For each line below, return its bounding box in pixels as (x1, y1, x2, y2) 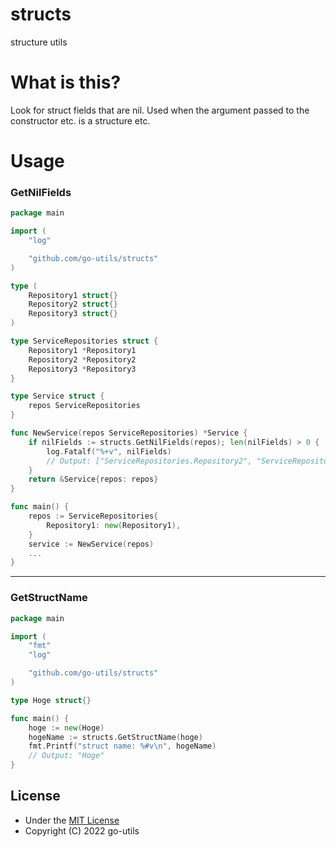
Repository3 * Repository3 (28, 364, 137, 374)
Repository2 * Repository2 (28, 354, 137, 365)
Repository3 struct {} (28, 309, 118, 319)
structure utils (10, 36, 68, 48)
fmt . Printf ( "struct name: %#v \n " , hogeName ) (28, 741, 217, 752)
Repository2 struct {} (28, 299, 118, 310)
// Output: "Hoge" (28, 751, 105, 761)
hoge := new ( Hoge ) (28, 723, 105, 733)
